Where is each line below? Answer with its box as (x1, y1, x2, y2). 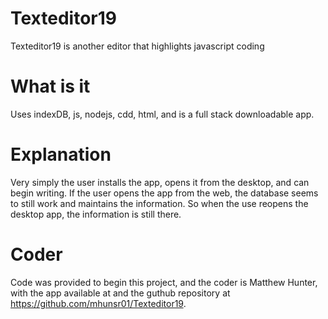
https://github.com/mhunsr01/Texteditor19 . (10, 297, 187, 309)
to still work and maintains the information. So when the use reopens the (10, 197, 309, 209)
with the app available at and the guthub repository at (10, 287, 231, 299)
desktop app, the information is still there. (10, 208, 182, 220)
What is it (10, 75, 91, 98)
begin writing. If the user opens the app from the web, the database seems (10, 187, 319, 199)
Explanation (10, 143, 112, 166)
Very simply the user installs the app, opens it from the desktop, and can (10, 176, 310, 188)
